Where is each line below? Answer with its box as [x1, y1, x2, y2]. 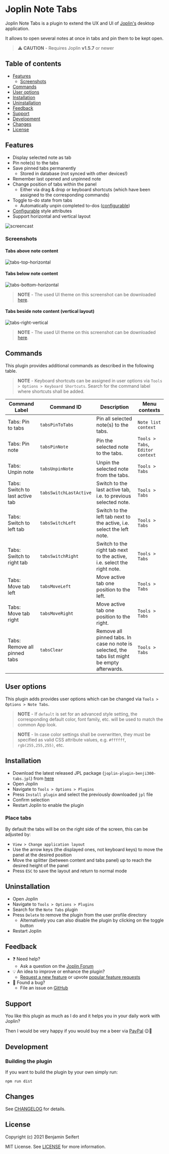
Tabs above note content [5, 248, 59, 254]
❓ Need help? [12, 956, 40, 962]
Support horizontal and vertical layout [12, 213, 91, 219]
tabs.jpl [12, 776, 31, 781]
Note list [137, 419, 161, 425]
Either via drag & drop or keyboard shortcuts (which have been [20, 186, 150, 192]
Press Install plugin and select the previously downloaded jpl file [12, 791, 153, 797]
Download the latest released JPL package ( [12, 770, 105, 776]
